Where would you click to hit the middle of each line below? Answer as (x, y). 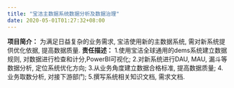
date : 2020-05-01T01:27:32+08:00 (56, 20)
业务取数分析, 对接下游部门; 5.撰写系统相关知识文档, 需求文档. (96, 76)
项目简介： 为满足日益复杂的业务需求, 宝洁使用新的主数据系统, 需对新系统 (113, 41)
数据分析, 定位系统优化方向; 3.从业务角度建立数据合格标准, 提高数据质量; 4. (115, 68)
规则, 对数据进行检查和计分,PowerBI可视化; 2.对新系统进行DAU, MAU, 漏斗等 (117, 59)
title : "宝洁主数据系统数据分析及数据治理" (63, 14)
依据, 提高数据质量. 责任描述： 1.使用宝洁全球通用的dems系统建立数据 (126, 50)
